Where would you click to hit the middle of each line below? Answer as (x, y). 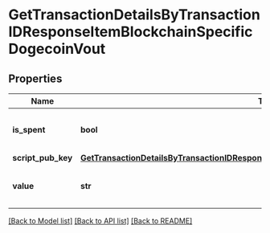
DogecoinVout (57, 49)
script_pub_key (43, 158)
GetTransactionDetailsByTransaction (135, 15)
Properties (35, 78)
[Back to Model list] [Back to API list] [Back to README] (100, 221)
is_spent (29, 130)
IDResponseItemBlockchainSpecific (131, 32)
